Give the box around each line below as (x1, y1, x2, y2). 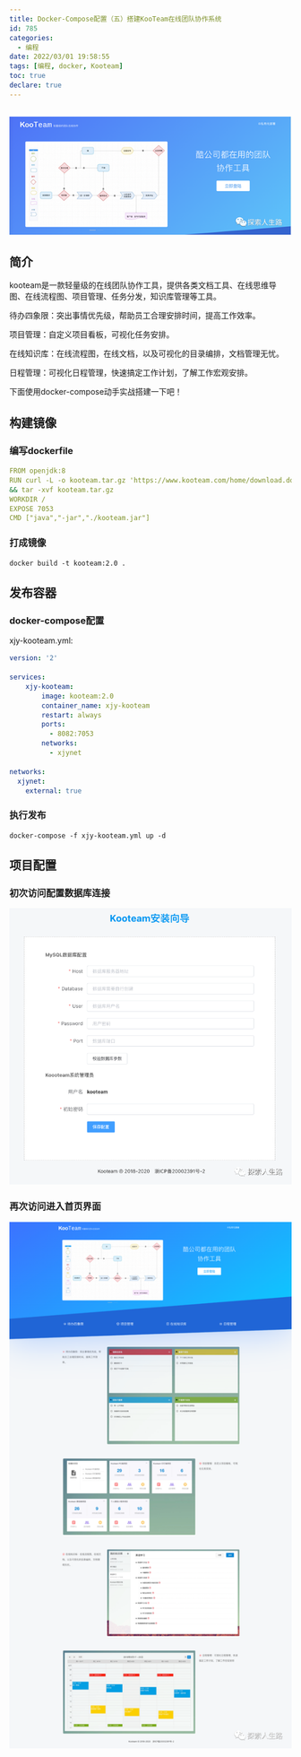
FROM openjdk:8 (9, 466, 66, 475)
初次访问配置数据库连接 (9, 887, 110, 900)
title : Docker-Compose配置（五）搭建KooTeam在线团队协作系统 (9, 14, 222, 23)
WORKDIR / (9, 494, 47, 504)
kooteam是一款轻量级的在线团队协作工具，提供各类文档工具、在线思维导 (9, 280, 278, 291)
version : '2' (9, 654, 58, 663)
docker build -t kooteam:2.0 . (9, 559, 126, 568)
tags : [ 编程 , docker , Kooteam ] (9, 62, 124, 71)
